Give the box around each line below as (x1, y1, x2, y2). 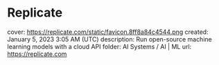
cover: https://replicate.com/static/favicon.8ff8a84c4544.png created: (7, 28, 209, 36)
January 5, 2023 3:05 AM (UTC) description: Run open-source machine (7, 35, 213, 43)
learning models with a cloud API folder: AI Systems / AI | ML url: (7, 42, 192, 50)
